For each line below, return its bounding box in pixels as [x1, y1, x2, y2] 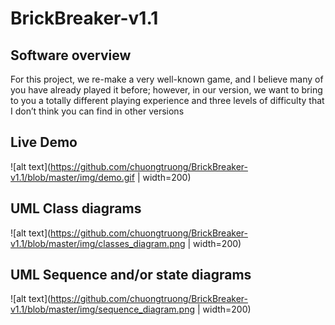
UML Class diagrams [10, 200, 142, 217]
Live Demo [10, 134, 78, 151]
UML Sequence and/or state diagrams [10, 267, 252, 284]
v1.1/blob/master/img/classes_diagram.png [10, 237, 186, 249]
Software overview [10, 47, 132, 64]
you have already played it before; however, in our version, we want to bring [10, 84, 323, 96]
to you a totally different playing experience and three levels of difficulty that [10, 95, 325, 106]
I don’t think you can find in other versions [10, 105, 185, 117]
